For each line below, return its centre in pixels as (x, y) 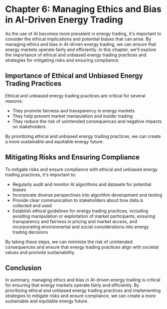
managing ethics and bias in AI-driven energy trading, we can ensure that (81, 44)
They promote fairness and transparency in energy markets (74, 110)
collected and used (32, 205)
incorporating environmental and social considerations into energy (81, 227)
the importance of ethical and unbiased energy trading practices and (76, 55)
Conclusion (23, 268)
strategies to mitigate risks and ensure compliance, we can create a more (81, 296)
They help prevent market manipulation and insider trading (73, 116)
